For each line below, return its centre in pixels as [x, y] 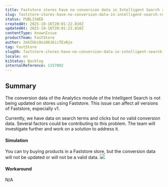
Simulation [17, 140]
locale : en [16, 56]
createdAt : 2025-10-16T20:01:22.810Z [44, 24]
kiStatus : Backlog [24, 61]
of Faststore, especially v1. [32, 108]
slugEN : [13, 51]
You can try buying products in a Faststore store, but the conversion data [80, 151]
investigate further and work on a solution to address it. [62, 128]
